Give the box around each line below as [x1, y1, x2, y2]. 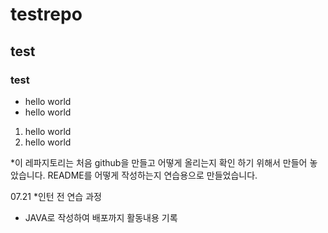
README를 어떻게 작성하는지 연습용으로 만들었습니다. [47, 169, 258, 181]
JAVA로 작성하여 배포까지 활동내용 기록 [24, 211, 178, 223]
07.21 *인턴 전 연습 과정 [10, 190, 102, 202]
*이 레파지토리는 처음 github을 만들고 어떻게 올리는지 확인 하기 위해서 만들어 [10, 156, 308, 168]
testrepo [10, 3, 83, 26]
